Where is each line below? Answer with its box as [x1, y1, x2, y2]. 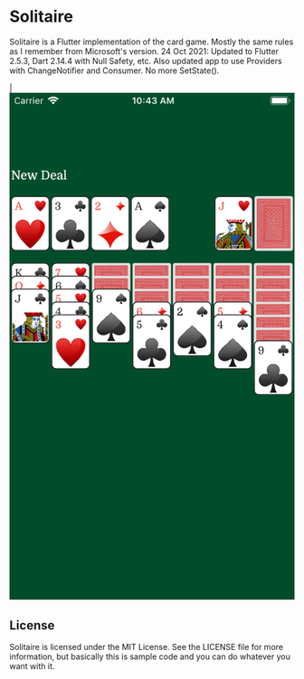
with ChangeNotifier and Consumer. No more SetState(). [9, 65, 220, 76]
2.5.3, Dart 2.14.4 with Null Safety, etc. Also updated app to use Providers [9, 55, 282, 66]
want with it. [9, 661, 55, 672]
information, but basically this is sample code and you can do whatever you [9, 651, 291, 662]
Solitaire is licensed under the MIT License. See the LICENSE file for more [9, 642, 283, 653]
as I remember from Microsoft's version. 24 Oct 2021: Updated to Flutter [9, 45, 279, 56]
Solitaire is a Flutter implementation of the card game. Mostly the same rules [9, 36, 294, 47]
